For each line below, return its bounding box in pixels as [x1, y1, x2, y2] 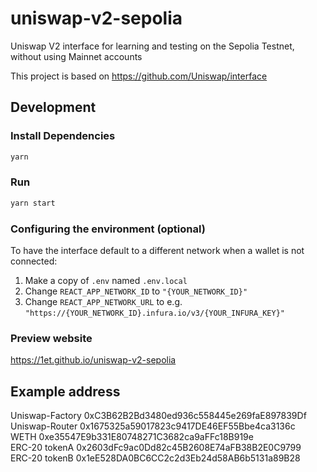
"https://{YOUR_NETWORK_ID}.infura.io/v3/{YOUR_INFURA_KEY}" [24, 308, 286, 318]
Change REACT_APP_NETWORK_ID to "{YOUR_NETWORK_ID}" [24, 285, 248, 297]
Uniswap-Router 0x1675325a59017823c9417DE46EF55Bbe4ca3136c [10, 420, 296, 432]
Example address [10, 383, 121, 400]
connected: [10, 255, 58, 267]
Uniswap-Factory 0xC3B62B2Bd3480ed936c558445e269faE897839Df [10, 410, 307, 422]
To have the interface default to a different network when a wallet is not [10, 244, 305, 256]
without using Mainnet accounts [10, 50, 143, 62]
